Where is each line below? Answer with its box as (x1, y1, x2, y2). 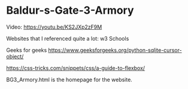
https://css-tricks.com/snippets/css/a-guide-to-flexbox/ (6, 64, 145, 72)
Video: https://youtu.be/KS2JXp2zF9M (6, 23, 102, 30)
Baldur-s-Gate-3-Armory (6, 4, 134, 17)
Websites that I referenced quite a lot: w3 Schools (6, 35, 129, 42)
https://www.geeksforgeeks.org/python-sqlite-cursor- (48, 46, 182, 54)
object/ (6, 53, 24, 60)
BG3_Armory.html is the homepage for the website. (6, 76, 133, 83)
